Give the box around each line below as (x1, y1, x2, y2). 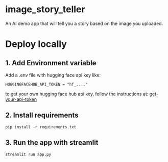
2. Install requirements (5, 111, 79, 120)
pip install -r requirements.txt (5, 124, 77, 129)
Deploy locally (5, 38, 67, 50)
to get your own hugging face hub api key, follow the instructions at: (5, 91, 149, 97)
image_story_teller (5, 4, 85, 15)
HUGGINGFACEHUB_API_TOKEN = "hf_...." (5, 82, 88, 87)
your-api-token (5, 96, 37, 102)
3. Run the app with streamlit (5, 139, 99, 147)
